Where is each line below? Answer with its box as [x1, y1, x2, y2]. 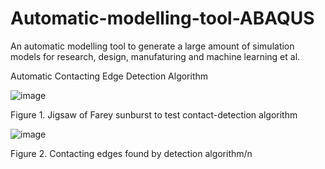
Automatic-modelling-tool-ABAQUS [10, 7, 315, 30]
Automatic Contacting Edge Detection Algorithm [10, 70, 209, 82]
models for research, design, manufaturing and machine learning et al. [10, 50, 301, 62]
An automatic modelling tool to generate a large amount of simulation [10, 40, 295, 52]
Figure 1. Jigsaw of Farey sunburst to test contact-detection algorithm [10, 108, 298, 121]
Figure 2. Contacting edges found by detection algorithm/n [10, 147, 253, 159]
